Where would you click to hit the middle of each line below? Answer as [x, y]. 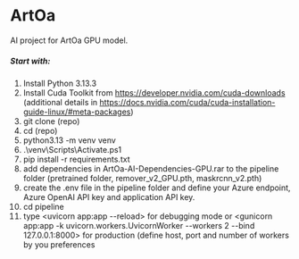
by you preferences [59, 244]
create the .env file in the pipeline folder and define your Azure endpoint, [157, 188]
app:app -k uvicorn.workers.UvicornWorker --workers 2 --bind [139, 225]
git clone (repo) [51, 121]
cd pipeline [44, 206]
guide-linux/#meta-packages [77, 112]
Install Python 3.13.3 [60, 83]
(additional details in [60, 102]
